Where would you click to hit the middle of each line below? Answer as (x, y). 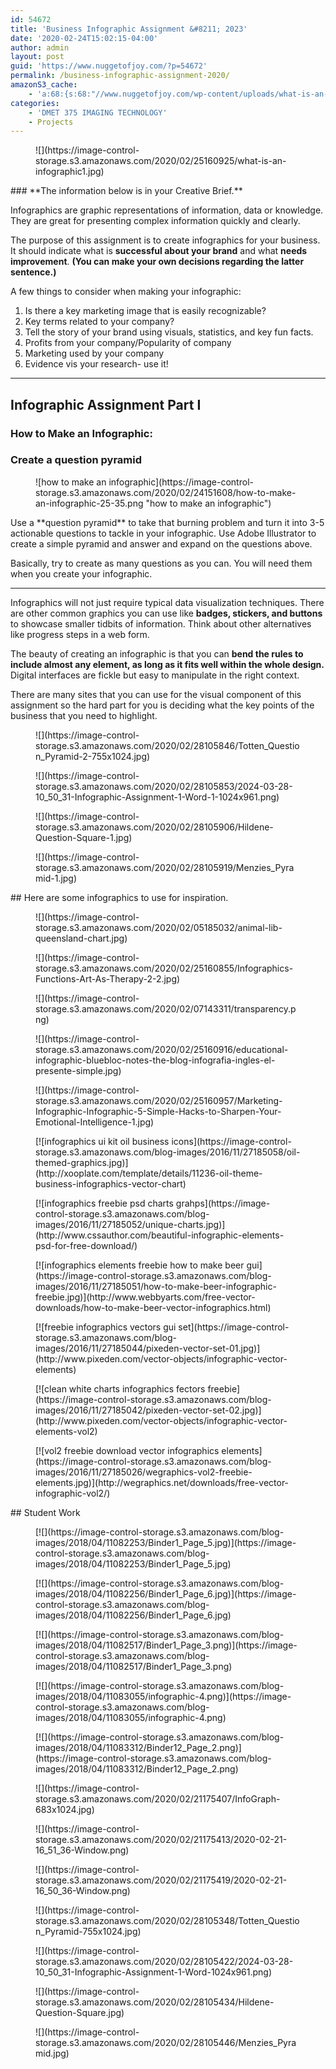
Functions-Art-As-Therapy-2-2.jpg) (108, 978)
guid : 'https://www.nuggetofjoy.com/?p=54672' (109, 66)
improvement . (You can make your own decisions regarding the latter (157, 262)
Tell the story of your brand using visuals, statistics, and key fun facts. (169, 332)
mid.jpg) (52, 2053)
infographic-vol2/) (73, 1493)
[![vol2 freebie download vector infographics (127, 1450)
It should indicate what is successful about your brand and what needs (159, 251)
